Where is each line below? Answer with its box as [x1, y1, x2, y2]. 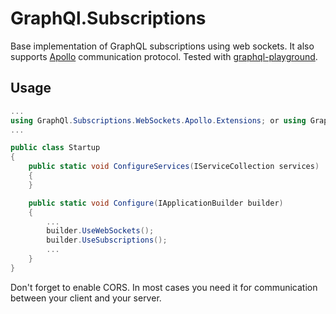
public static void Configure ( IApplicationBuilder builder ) [28, 198, 284, 208]
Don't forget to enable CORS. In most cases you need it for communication [10, 281, 318, 293]
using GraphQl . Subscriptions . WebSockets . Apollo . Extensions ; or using [10, 115, 307, 126]
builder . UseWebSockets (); [46, 226, 155, 236]
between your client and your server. [10, 292, 162, 304]
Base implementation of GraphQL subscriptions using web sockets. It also [10, 40, 315, 52]
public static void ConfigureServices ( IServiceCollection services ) [28, 162, 320, 172]
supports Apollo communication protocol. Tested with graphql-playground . [10, 50, 318, 62]
